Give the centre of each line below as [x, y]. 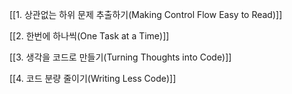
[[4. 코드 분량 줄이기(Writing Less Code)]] [93, 78]
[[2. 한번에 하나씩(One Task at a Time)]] [89, 36]
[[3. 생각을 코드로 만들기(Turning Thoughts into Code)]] [120, 57]
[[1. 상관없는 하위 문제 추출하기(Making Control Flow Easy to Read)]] [146, 14]
